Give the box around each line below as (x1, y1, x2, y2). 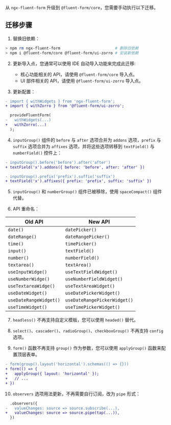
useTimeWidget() (8, 304, 47, 310)
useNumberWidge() (8, 276, 50, 282)
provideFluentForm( (10, 113, 52, 118)
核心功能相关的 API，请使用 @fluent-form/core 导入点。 (20, 71, 138, 77)
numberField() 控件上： (12, 150, 62, 156)
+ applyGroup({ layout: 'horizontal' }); (5, 371, 100, 376)
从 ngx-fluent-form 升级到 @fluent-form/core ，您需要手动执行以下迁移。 (5, 5, 158, 10)
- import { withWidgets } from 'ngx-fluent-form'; (5, 99, 115, 104)
